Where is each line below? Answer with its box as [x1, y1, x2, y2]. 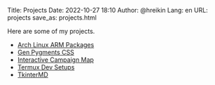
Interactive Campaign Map [17, 55, 95, 64]
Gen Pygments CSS [17, 48, 75, 56]
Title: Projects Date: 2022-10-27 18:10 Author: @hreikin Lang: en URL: [7, 6, 208, 14]
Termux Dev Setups [17, 63, 75, 71]
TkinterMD [17, 70, 49, 79]
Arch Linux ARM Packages [17, 41, 95, 48]
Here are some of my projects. [7, 27, 95, 35]
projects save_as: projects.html [7, 13, 97, 22]
